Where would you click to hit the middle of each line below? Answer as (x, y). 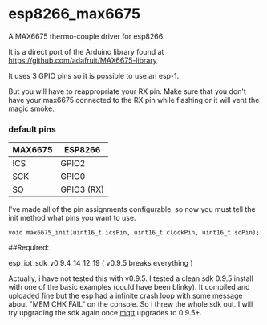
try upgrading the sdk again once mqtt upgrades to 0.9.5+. (105, 313)
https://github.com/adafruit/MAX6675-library (83, 60)
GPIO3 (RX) (83, 189)
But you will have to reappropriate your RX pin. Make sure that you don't (127, 91)
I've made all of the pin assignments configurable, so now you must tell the (132, 209)
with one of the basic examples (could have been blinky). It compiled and (129, 287)
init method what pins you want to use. (72, 218)
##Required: (29, 248)
